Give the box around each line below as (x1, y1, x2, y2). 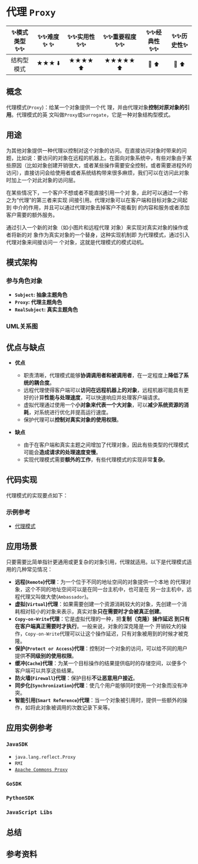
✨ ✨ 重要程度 (103, 33, 137, 41)
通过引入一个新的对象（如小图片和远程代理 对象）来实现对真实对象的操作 (6, 224, 183, 231)
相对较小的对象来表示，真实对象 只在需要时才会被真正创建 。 (19, 607, 165, 615)
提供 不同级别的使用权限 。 (14, 652, 77, 659)
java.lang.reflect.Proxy (14, 754, 76, 760)
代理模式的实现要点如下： (6, 491, 68, 499)
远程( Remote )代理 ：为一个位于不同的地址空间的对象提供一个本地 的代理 (14, 578, 186, 585)
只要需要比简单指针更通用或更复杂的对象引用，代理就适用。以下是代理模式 (6, 558, 187, 565)
